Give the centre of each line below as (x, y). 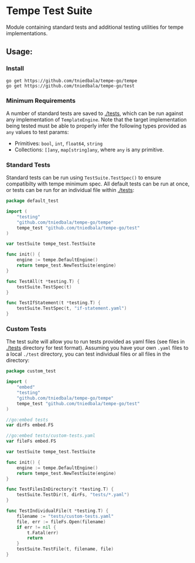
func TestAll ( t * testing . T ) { (43, 281)
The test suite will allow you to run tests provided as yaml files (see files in (95, 342)
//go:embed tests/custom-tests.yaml (51, 436)
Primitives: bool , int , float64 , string (59, 143)
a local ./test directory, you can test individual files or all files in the (88, 354)
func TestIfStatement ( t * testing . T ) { (53, 303)
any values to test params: (37, 132)
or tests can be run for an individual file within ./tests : (70, 190)
